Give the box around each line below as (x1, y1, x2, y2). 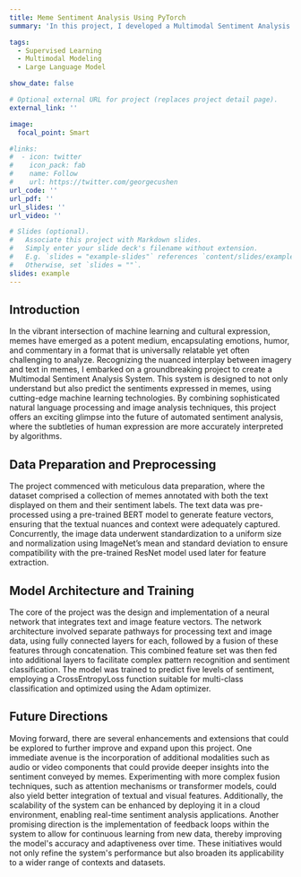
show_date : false (9, 79, 74, 88)
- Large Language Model (17, 63, 106, 72)
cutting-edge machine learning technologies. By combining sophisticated (9, 392, 280, 404)
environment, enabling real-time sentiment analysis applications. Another (9, 809, 279, 820)
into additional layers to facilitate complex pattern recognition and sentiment (9, 654, 290, 665)
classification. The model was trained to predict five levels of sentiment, (9, 663, 275, 674)
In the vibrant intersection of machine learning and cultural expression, (9, 326, 271, 337)
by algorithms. (9, 431, 63, 442)
